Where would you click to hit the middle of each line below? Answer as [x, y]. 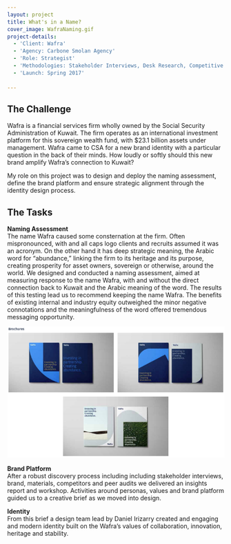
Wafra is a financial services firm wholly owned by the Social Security [106, 126]
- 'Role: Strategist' [44, 59]
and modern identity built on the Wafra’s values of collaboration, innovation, [115, 526]
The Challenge [39, 109]
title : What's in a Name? [44, 22]
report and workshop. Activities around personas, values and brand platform [116, 490]
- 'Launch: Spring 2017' [49, 73]
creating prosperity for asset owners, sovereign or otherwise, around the [110, 265]
